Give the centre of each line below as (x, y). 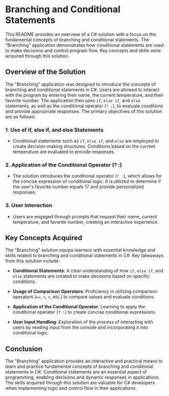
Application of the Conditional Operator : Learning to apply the (79, 307)
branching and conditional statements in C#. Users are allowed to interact (82, 90)
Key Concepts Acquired (44, 238)
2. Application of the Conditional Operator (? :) (64, 165)
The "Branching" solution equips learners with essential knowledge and (80, 250)
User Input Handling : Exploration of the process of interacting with (83, 322)
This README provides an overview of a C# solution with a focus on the (81, 34)
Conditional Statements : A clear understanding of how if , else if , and (88, 271)
